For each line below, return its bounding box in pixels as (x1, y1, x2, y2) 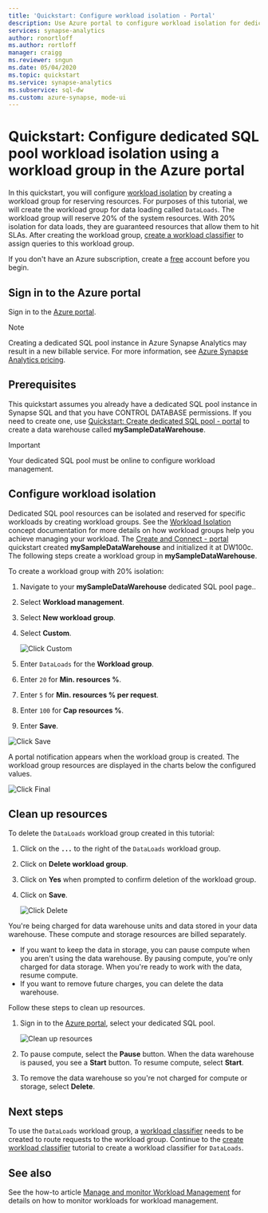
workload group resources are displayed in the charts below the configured (8, 760, 257, 770)
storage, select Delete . (19, 1082, 96, 1092)
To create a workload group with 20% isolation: (8, 566, 164, 575)
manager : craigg (8, 49, 62, 57)
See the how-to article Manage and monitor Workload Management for (8, 1187, 242, 1197)
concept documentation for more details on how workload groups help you (8, 525, 254, 535)
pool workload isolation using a (8, 144, 219, 163)
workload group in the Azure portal (8, 161, 245, 180)
